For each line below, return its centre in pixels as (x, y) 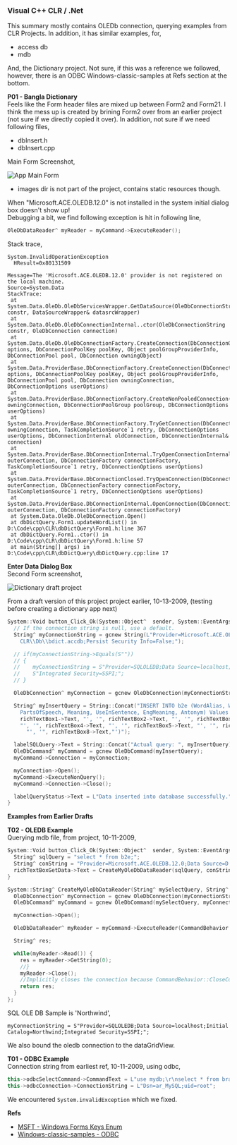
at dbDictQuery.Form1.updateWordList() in (74, 523)
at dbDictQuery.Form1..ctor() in (60, 535)
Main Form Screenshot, (41, 162)
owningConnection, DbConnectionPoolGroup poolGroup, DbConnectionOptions (118, 405)
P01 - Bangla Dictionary (42, 97)
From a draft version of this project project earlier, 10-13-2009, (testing (110, 601)
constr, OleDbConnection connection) (63, 331)
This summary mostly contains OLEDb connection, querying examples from (117, 26)
